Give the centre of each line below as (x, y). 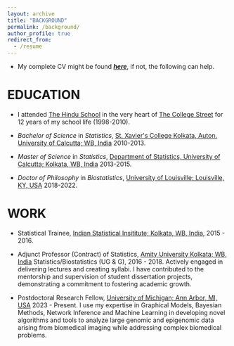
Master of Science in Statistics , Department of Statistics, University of (119, 156)
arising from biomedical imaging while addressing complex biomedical (119, 327)
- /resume (28, 46)
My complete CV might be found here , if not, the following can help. (116, 66)
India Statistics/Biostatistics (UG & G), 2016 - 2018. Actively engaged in (120, 262)
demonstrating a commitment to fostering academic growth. (104, 284)
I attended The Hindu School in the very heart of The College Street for (120, 114)
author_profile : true (39, 33)
